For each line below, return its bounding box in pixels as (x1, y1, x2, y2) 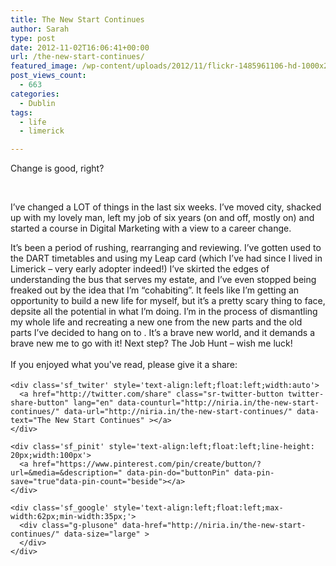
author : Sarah (10, 24, 70, 34)
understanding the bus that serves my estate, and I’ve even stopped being (10, 274, 317, 286)
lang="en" (73, 398, 114, 408)
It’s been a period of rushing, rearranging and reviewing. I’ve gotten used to (10, 242, 322, 254)
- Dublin (19, 98, 56, 108)
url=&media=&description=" (10, 468, 123, 478)
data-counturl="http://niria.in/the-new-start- (117, 398, 320, 408)
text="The (10, 416, 52, 426)
